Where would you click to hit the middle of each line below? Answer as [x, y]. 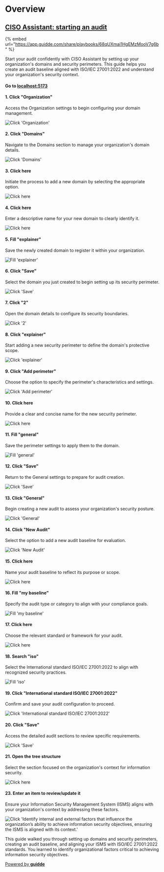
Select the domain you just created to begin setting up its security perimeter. [82, 282]
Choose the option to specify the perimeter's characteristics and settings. [80, 382]
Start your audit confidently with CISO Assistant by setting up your [72, 59]
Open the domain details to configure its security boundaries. [67, 314]
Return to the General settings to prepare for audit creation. [65, 477]
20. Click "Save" [22, 725]
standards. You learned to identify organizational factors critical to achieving [82, 849]
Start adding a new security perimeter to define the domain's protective [77, 345]
